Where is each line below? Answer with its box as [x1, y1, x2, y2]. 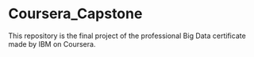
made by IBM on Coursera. [8, 39, 96, 48]
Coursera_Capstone [8, 5, 143, 23]
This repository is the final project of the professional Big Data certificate [8, 31, 246, 40]
